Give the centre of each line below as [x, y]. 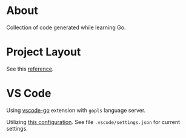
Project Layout [44, 52]
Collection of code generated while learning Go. [66, 27]
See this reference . [30, 69]
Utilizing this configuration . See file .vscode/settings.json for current [93, 122]
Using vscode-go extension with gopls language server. [76, 110]
